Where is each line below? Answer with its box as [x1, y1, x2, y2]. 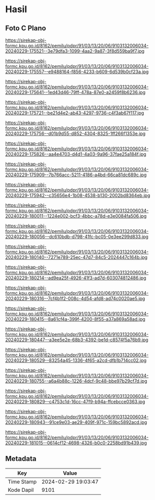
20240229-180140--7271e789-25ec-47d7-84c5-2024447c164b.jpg [5, 254, 148, 260]
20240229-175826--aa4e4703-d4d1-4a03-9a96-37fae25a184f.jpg [5, 151, 146, 157]
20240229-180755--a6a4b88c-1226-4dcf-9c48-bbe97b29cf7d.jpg [5, 378, 147, 384]
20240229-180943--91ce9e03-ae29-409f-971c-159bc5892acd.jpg [5, 419, 147, 425]
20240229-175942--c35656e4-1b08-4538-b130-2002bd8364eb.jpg [5, 192, 150, 198]
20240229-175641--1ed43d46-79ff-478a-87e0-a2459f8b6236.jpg [5, 89, 146, 95]
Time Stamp [8, 478, 37, 485]
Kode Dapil [8, 486, 34, 493]
